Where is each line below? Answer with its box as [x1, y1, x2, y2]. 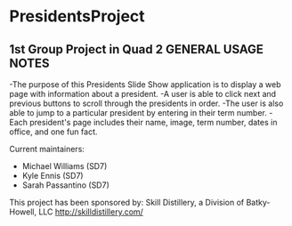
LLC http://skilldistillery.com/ [38, 206, 144, 217]
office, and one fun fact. [9, 126, 98, 137]
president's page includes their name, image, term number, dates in [29, 117, 278, 127]
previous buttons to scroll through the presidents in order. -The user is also [9, 98, 284, 109]
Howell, [9, 206, 37, 217]
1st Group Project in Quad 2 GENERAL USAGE [9, 42, 264, 57]
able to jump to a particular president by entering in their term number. [9, 108, 267, 117]
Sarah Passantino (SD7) [21, 180, 109, 190]
